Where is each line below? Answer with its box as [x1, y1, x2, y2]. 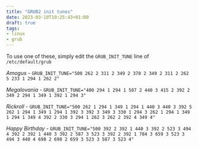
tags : [6, 25, 20, 32]
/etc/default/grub [6, 59, 52, 65]
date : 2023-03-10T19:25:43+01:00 [6, 14, 89, 20]
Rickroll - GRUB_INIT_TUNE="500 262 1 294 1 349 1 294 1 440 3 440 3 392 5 [6, 103, 192, 110]
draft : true [6, 20, 36, 26]
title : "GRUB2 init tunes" [6, 8, 73, 15]
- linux [6, 31, 26, 37]
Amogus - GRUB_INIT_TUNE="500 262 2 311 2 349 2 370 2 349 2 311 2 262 [6, 70, 189, 76]
